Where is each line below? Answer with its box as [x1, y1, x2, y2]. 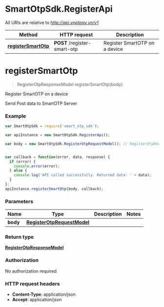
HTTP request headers [5, 280, 60, 287]
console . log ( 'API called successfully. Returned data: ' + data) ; [14, 173, 152, 178]
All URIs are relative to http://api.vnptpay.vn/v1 [5, 20, 99, 25]
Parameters [5, 198, 33, 205]
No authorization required [5, 268, 57, 274]
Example [5, 113, 26, 119]
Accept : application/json [12, 296, 62, 302]
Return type [5, 234, 34, 240]
